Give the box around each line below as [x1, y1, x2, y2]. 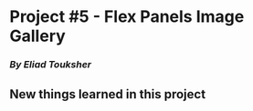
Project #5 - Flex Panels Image [9, 6, 245, 27]
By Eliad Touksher [9, 58, 91, 71]
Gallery [9, 25, 66, 46]
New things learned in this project [9, 86, 206, 102]
